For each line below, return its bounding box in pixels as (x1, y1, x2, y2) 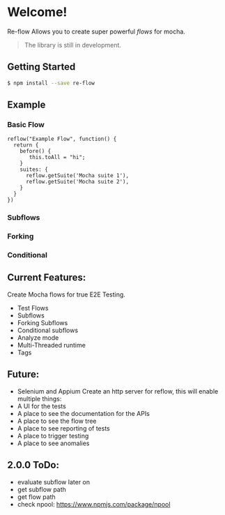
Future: (7, 368, 40, 380)
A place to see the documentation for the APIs (17, 409, 150, 417)
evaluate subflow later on (17, 477, 91, 486)
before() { (20, 148, 52, 155)
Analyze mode (17, 333, 59, 342)
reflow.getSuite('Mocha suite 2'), (25, 179, 130, 186)
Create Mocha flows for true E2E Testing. (7, 290, 125, 299)
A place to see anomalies (17, 439, 90, 447)
